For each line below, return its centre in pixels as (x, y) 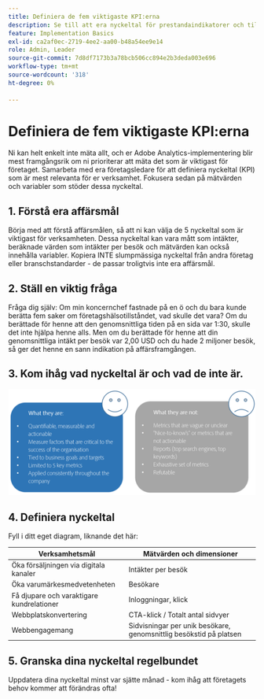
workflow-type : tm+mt (44, 67)
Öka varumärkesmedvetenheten (63, 584)
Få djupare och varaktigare (55, 595)
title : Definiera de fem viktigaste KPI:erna (84, 17)
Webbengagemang (42, 630)
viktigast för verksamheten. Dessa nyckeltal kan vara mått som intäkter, (124, 239)
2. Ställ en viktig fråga (63, 288)
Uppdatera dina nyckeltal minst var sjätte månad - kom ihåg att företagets (127, 680)
